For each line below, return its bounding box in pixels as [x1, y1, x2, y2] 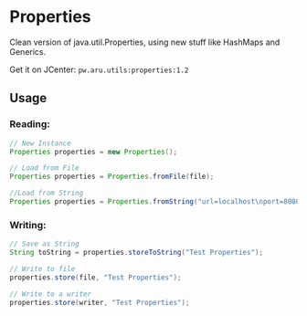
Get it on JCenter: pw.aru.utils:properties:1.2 [9, 64, 189, 75]
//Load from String [9, 189, 84, 198]
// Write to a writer [9, 290, 92, 299]
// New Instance [9, 139, 71, 148]
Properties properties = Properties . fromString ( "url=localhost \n [9, 197, 263, 206]
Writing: [9, 218, 47, 231]
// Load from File [9, 163, 79, 173]
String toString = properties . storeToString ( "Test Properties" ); [9, 248, 263, 258]
